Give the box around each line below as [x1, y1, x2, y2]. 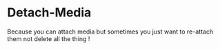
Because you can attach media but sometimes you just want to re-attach [7, 27, 214, 36]
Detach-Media [7, 5, 92, 21]
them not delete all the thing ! [7, 34, 90, 42]
